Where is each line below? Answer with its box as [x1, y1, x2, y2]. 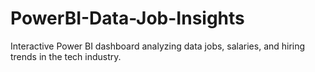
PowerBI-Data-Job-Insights [10, 7, 245, 30]
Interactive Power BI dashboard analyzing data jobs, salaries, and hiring [10, 40, 306, 52]
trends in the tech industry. [10, 50, 122, 62]
